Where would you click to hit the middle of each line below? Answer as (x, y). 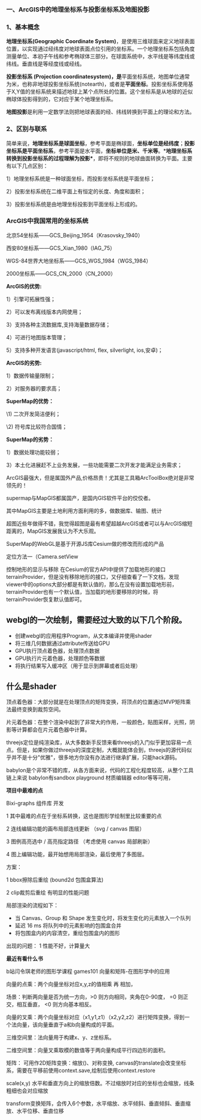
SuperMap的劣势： (30, 439)
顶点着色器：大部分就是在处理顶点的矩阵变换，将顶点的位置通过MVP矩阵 (96, 702)
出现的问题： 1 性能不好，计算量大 (48, 946)
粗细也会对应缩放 (27, 1091)
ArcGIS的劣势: (24, 363)
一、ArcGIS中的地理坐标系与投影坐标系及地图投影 (78, 9)
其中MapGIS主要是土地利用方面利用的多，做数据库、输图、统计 (84, 510)
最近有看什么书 (25, 958)
